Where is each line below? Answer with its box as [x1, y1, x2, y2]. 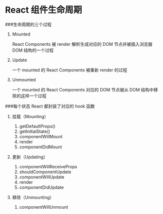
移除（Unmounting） [12, 194, 54, 200]
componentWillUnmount [19, 204, 68, 210]
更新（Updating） [12, 154, 48, 160]
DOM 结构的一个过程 [12, 47, 54, 53]
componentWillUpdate [19, 174, 65, 180]
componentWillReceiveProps [19, 163, 77, 169]
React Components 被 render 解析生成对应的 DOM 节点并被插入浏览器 [12, 41, 153, 47]
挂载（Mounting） [12, 113, 49, 119]
